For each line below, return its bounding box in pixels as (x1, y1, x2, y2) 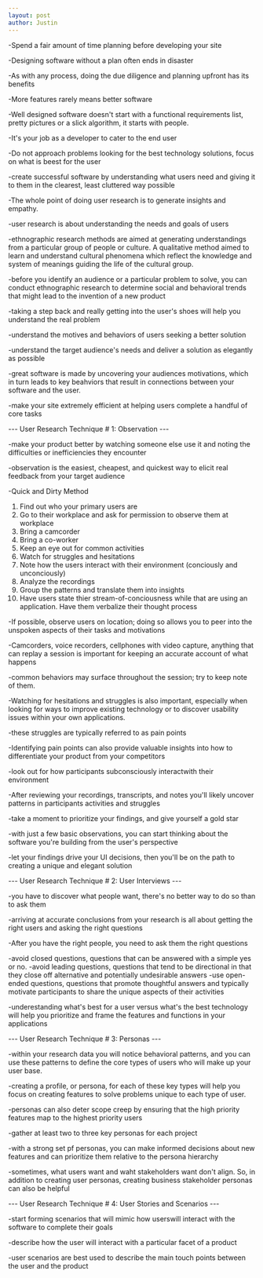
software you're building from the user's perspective (8, 837, 178, 846)
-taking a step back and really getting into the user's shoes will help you (8, 306, 241, 316)
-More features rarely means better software (8, 94, 153, 104)
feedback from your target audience (8, 471, 126, 480)
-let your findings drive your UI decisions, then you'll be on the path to (8, 853, 236, 862)
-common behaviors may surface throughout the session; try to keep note (8, 672, 247, 681)
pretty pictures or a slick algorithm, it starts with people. (8, 118, 189, 127)
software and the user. (8, 385, 81, 395)
